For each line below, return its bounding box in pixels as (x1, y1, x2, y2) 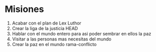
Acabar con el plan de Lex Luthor (12, 20, 82, 26)
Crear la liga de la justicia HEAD (12, 25, 78, 31)
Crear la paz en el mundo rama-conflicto (12, 41, 97, 47)
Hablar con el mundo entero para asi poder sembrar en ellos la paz (12, 30, 151, 36)
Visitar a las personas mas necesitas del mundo (12, 36, 112, 42)
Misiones (5, 3, 44, 15)
